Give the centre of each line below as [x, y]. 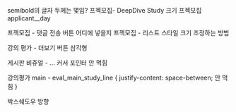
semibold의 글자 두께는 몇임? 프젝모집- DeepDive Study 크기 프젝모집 [105, 10]
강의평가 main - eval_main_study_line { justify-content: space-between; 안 [114, 77]
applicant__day [29, 18]
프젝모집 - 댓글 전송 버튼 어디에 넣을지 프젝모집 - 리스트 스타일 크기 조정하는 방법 [118, 33]
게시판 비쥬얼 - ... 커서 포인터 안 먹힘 [58, 63]
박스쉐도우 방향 [28, 101]
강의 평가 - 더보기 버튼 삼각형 [47, 48]
